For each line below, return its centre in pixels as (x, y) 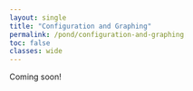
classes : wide (36, 51)
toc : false (30, 43)
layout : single (38, 18)
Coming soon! (35, 77)
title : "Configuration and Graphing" (81, 26)
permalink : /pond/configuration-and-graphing (96, 34)
